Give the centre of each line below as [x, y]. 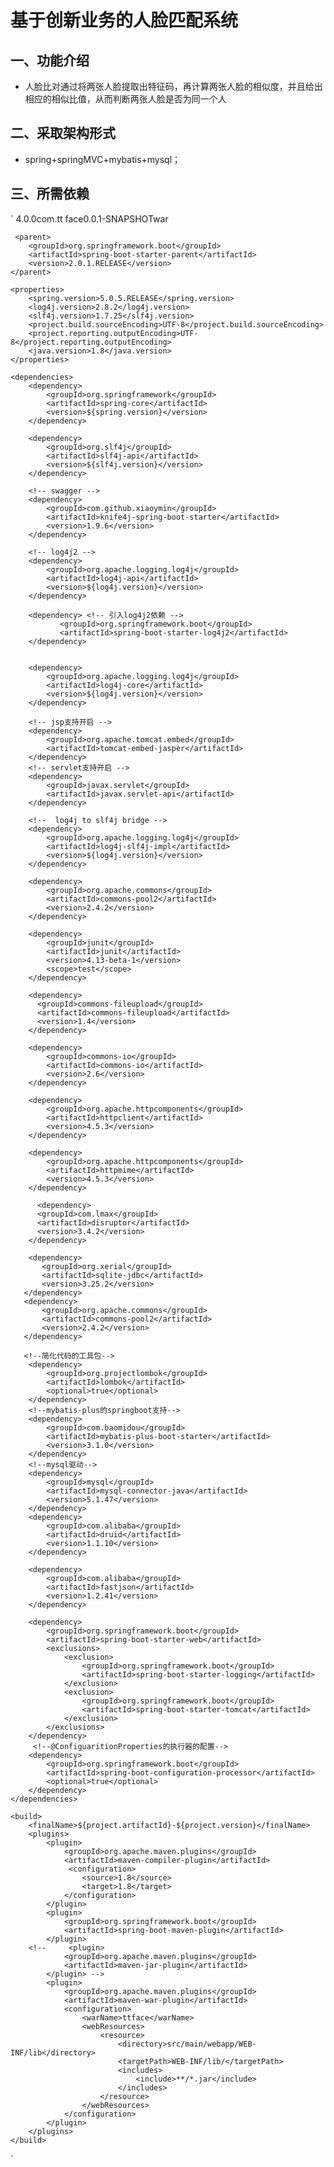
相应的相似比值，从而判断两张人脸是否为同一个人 [125, 99]
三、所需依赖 [50, 194]
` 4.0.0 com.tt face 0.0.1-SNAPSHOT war [89, 218]
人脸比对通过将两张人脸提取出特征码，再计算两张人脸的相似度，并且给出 [173, 86]
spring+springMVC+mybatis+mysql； [103, 159]
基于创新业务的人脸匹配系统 [124, 20]
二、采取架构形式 [63, 133]
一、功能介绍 [50, 60]
